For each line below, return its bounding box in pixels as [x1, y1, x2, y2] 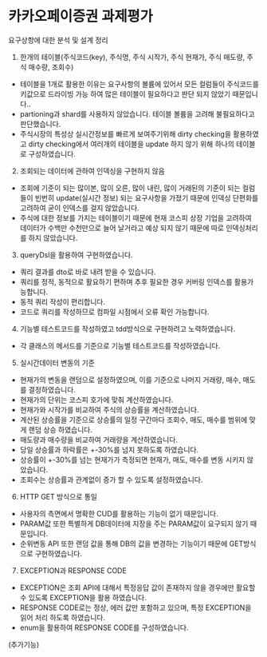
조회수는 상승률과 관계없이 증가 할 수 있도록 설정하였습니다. [19, 475, 203, 484]
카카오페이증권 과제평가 [8, 7, 153, 26]
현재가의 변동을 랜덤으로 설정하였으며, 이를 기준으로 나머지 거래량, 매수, [19, 375, 241, 384]
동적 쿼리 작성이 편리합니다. [19, 297, 106, 306]
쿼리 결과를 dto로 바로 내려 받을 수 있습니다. [19, 267, 156, 277]
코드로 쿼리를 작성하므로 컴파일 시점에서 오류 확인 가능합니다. [19, 307, 210, 317]
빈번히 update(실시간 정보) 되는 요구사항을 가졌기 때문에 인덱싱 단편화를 [34, 193, 259, 202]
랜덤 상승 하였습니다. [28, 424, 93, 434]
